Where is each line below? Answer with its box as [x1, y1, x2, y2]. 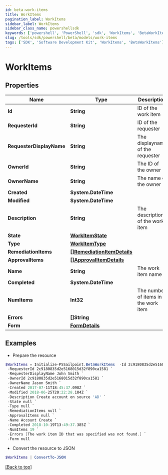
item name [137, 270, 162, 277]
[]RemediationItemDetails [69, 248, 132, 255]
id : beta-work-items [5, 7, 48, 12]
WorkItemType [69, 240, 106, 247]
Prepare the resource [12, 352, 56, 358]
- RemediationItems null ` [7, 408, 61, 413]
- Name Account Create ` [7, 418, 57, 423]
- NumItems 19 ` [7, 427, 39, 432]
